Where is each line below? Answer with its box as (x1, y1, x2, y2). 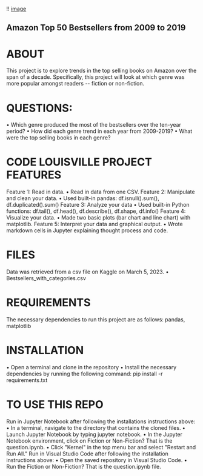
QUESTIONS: (6, 101, 73, 115)
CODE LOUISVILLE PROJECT (6, 155, 153, 169)
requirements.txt (6, 377, 48, 384)
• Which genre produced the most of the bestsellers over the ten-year (6, 121, 182, 129)
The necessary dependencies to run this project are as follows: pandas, (6, 316, 185, 323)
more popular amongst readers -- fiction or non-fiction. (6, 80, 145, 87)
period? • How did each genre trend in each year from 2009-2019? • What (6, 127, 193, 135)
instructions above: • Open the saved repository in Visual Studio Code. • (6, 456, 188, 463)
